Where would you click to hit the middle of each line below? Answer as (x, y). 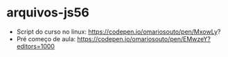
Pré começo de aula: (46, 38)
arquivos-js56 (48, 13)
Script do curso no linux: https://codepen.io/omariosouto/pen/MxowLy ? (119, 32)
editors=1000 (35, 46)
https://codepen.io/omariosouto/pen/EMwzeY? (144, 38)
